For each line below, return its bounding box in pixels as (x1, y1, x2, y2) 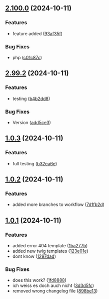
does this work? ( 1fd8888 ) (12, 277, 66, 283)
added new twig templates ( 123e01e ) (12, 248, 88, 254)
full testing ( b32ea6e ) (12, 160, 57, 166)
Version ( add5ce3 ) (12, 119, 51, 125)
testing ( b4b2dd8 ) (12, 95, 50, 102)
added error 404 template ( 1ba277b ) (12, 243, 88, 249)
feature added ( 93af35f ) (12, 30, 63, 37)
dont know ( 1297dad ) (12, 253, 56, 259)
